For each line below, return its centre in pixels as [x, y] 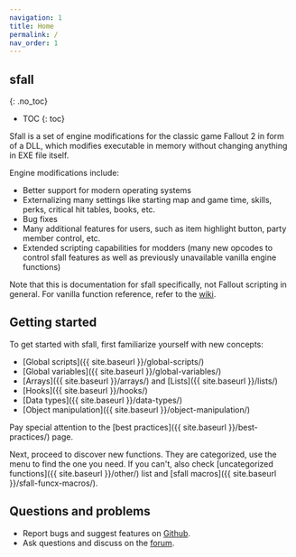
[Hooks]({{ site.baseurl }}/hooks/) [85, 390]
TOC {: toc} [43, 119]
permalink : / [34, 34]
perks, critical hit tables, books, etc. [89, 209]
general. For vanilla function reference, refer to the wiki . [113, 294]
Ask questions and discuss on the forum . [98, 543]
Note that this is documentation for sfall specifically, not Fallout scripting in [148, 284]
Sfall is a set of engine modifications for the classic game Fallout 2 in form [147, 136]
